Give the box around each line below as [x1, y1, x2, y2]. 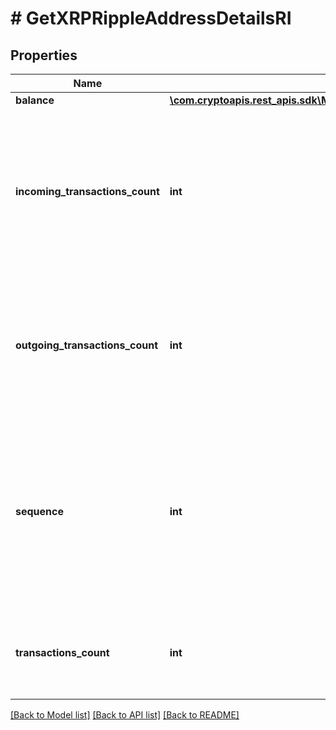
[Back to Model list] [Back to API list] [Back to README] [10, 709, 240, 721]
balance [15, 93, 55, 107]
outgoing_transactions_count [15, 338, 159, 352]
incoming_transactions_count [15, 185, 160, 198]
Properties [10, 47, 78, 64]
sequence [15, 505, 64, 518]
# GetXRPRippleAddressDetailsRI [10, 7, 292, 30]
